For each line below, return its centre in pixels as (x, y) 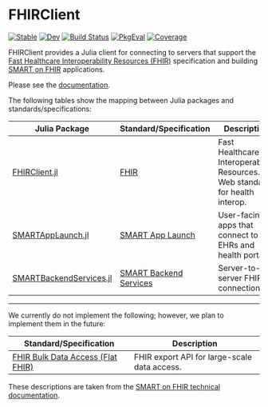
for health (236, 192)
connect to (238, 235)
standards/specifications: (50, 109)
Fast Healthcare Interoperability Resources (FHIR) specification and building (133, 61)
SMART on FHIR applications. (57, 69)
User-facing (241, 215)
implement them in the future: (57, 323)
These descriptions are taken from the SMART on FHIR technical (114, 386)
